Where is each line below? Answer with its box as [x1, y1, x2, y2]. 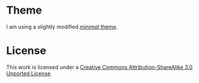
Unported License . [6, 69, 52, 77]
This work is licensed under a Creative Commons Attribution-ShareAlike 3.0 [6, 63, 193, 71]
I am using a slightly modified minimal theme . [6, 23, 118, 30]
